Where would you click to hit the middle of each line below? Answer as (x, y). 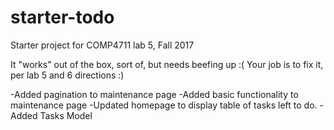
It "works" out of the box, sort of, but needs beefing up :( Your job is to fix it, (167, 64)
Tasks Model (66, 115)
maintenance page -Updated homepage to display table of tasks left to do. (164, 105)
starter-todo (62, 17)
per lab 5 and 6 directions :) (67, 75)
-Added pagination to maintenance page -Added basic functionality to (154, 94)
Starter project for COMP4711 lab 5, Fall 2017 (102, 45)
